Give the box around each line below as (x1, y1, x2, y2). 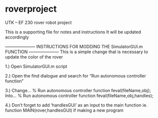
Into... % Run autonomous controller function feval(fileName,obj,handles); (5, 93, 154, 98)
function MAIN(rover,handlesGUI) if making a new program (5, 107, 124, 113)
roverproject (5, 3, 57, 15)
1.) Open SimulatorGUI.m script (5, 63, 68, 69)
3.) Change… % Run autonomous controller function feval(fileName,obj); (5, 87, 151, 93)
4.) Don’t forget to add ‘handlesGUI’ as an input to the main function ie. (5, 102, 148, 108)
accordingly (5, 34, 29, 40)
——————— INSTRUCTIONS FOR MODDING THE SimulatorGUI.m (5, 43, 143, 49)
